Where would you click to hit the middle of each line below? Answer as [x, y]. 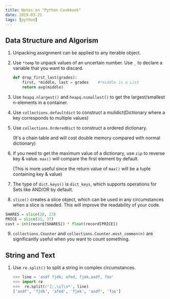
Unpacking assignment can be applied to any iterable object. [77, 53]
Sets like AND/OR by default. [43, 189]
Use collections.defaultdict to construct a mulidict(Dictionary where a [89, 112]
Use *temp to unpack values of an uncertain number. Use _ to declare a [88, 63]
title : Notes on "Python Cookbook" [43, 10]
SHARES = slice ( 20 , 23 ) [31, 214]
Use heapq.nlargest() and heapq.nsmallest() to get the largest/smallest [89, 97]
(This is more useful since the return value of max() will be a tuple [82, 169]
